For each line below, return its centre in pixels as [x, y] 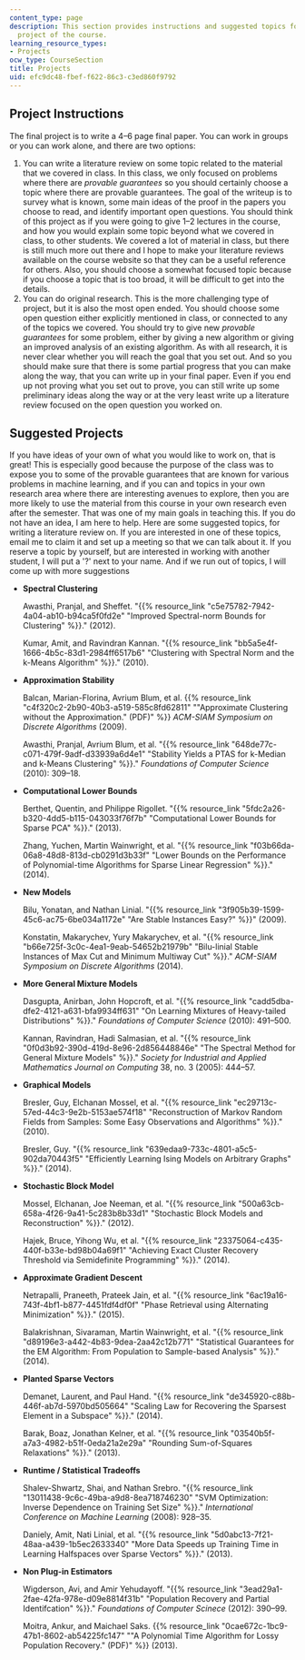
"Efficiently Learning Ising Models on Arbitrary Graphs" [188, 1159]
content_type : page [46, 18]
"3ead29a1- [261, 1589]
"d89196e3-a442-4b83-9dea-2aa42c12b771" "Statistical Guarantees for [158, 1342]
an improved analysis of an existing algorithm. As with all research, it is [155, 347]
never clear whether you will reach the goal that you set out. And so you [157, 357]
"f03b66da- [272, 846]
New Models [47, 892]
